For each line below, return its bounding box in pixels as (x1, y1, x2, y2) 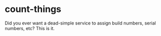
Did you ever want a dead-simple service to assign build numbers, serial (5, 20, 156, 26)
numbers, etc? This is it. (5, 25, 55, 31)
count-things (5, 3, 61, 15)
